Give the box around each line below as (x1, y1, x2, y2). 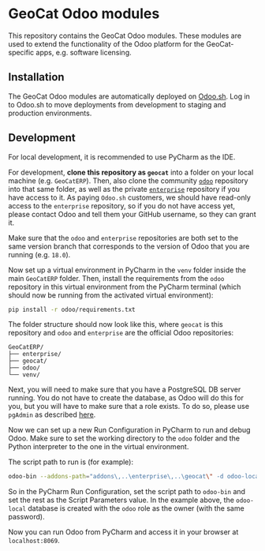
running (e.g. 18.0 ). (8, 249, 71, 259)
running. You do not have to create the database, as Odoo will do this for (8, 393, 244, 403)
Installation (8, 70, 65, 84)
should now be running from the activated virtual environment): (8, 290, 214, 300)
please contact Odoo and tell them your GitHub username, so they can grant (8, 209, 256, 219)
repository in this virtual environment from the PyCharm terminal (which (8, 282, 241, 291)
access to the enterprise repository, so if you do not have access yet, (8, 201, 235, 210)
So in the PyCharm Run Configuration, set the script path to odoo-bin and (8, 487, 246, 497)
